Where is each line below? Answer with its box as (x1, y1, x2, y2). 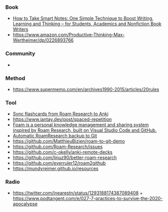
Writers (12, 26, 29, 32)
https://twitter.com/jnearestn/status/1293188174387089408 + (12, 190, 143, 196)
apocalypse (12, 201, 38, 207)
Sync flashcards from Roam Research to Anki (12, 111, 109, 117)
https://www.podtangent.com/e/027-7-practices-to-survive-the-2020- (12, 196, 163, 202)
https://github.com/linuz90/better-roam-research (12, 154, 117, 161)
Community (5, 50, 35, 57)
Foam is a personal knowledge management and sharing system (12, 122, 149, 128)
